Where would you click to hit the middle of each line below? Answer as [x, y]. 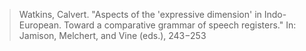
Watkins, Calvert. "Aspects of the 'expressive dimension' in [140, 14]
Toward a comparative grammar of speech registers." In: [180, 25]
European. [40, 25]
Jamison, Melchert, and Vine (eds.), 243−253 [112, 35]
